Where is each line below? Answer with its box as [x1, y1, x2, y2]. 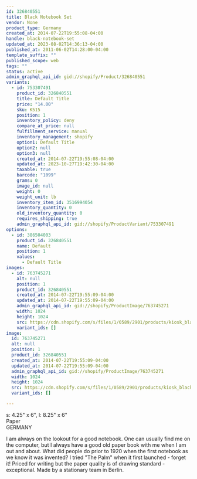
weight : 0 [16, 188, 41, 194]
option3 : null [16, 150, 51, 156]
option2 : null [16, 145, 51, 151]
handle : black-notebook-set [6, 36, 75, 42]
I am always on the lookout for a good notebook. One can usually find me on [6, 435, 191, 442]
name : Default [16, 243, 51, 249]
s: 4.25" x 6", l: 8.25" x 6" [6, 411, 67, 418]
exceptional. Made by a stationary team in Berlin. [6, 466, 124, 473]
